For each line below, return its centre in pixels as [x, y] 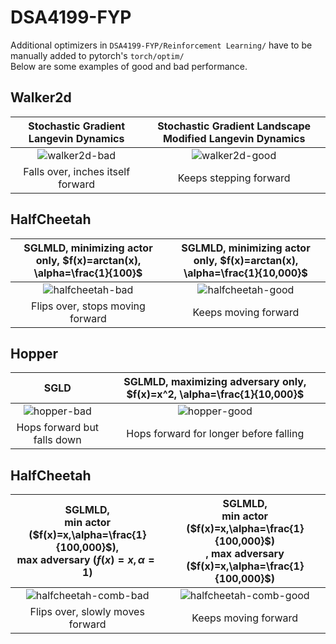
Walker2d [41, 97]
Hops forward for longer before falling [215, 434]
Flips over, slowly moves [87, 612]
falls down [57, 440]
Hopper [34, 353]
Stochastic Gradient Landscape [234, 126]
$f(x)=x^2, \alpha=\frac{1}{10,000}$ [215, 394]
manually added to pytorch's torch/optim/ [97, 55]
